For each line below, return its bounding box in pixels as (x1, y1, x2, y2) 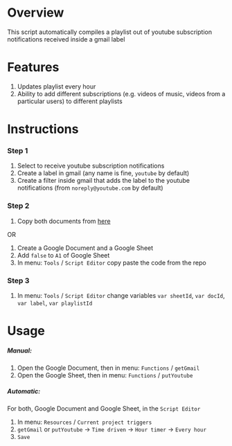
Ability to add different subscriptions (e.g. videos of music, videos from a (17, 89, 226, 98)
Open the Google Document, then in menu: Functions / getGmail (17, 364, 200, 372)
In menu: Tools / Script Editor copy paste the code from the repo (17, 258, 206, 267)
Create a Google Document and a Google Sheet (17, 244, 154, 252)
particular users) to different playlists (17, 97, 123, 105)
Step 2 (7, 201, 30, 211)
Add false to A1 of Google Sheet (17, 251, 110, 259)
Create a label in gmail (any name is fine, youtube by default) (17, 169, 190, 177)
